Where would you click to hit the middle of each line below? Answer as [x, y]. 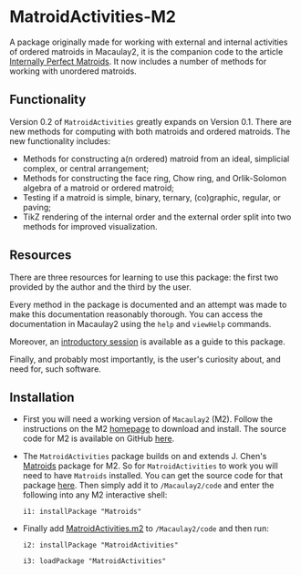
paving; [37, 207]
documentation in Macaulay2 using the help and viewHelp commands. [140, 323]
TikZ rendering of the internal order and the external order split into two [157, 217]
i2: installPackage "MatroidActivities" [100, 545]
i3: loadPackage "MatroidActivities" [94, 561]
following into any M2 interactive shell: [95, 495]
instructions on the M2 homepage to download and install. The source [155, 429]
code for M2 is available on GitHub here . [99, 438]
